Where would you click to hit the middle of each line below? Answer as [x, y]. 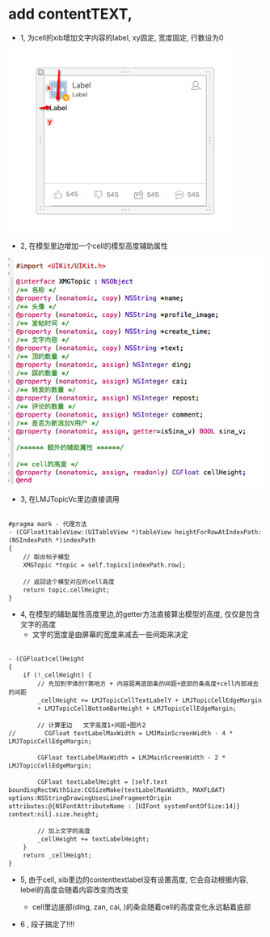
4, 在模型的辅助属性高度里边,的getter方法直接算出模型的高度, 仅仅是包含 [140, 614]
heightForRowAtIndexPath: [219, 532]
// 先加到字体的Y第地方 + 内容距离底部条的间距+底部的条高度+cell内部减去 [148, 683]
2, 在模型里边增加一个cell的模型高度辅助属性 [94, 246]
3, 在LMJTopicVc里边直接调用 [70, 498]
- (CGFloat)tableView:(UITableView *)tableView [90, 532]
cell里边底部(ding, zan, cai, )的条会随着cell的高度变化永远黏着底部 [141, 907]
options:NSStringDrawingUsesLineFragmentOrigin [90, 798]
